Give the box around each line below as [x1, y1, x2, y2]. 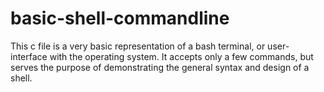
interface [10, 50, 48, 62]
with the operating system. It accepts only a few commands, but [49, 50, 314, 62]
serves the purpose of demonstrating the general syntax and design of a [10, 61, 310, 73]
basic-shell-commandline [10, 7, 230, 30]
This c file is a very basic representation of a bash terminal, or [10, 40, 266, 52]
